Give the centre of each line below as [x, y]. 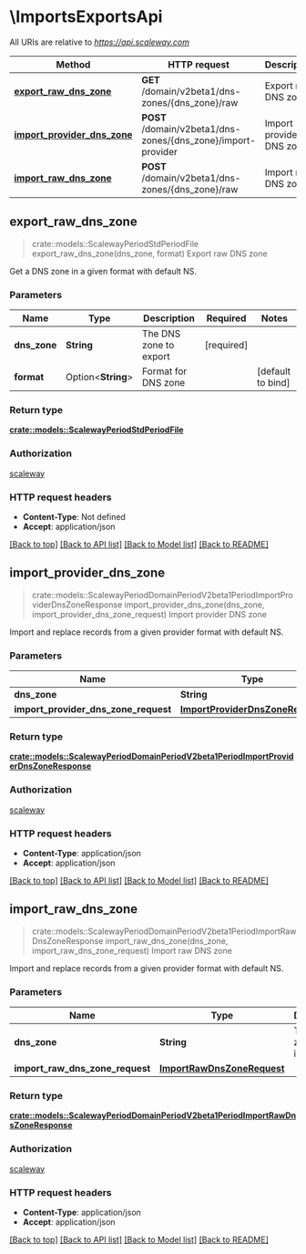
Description [169, 318]
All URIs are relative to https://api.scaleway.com [99, 42]
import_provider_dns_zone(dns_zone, [194, 605]
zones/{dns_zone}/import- [199, 140]
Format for [165, 371]
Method [73, 64]
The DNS [162, 334]
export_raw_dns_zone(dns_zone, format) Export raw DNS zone [149, 254]
